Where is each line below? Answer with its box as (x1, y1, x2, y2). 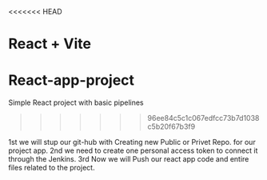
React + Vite (8, 35, 92, 53)
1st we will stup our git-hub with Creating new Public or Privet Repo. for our (8, 138, 256, 147)
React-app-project (8, 71, 134, 90)
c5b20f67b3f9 (147, 122, 196, 131)
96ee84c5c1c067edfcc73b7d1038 (147, 114, 260, 123)
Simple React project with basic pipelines (8, 98, 144, 107)
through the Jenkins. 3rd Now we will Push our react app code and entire (8, 154, 249, 164)
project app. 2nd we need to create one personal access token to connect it (8, 146, 258, 155)
